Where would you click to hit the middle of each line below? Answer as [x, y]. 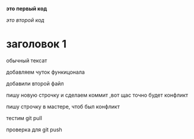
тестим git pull [24, 118]
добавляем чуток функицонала [45, 72]
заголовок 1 [36, 44]
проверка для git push [34, 129]
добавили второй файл [35, 83]
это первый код [27, 9]
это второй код [25, 20]
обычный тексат [27, 60]
